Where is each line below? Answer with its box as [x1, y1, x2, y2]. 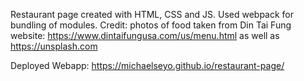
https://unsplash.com [10, 40, 98, 52]
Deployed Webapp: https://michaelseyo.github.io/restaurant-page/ [10, 60, 285, 71]
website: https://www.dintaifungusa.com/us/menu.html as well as [10, 30, 280, 41]
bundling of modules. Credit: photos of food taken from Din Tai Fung [10, 19, 292, 31]
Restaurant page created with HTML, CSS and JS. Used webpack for [10, 9, 295, 20]
